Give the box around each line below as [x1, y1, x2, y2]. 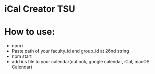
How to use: [4, 26, 55, 38]
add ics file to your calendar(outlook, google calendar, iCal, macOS [11, 59, 150, 65]
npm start [11, 53, 32, 59]
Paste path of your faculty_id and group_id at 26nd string [11, 48, 129, 54]
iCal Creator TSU [4, 3, 75, 15]
